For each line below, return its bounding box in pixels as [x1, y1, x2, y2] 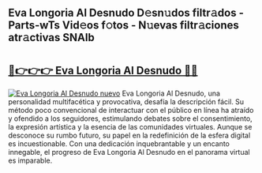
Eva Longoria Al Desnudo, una [122, 88, 221, 98]
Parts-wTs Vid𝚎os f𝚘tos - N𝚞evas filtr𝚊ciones [8, 19, 239, 32]
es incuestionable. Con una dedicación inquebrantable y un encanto [8, 139, 230, 149]
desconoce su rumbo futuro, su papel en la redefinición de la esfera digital [8, 130, 251, 140]
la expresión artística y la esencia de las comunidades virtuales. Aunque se [8, 122, 253, 131]
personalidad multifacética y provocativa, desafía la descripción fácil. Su [8, 97, 245, 106]
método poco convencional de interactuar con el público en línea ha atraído [8, 106, 254, 115]
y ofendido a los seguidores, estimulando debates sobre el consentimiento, [8, 114, 253, 123]
